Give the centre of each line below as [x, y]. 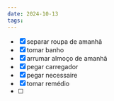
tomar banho [45, 49]
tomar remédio [48, 83]
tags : [15, 20]
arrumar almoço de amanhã [67, 58]
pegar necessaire [52, 75]
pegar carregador [52, 66]
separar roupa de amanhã [64, 41]
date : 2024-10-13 [33, 14]
